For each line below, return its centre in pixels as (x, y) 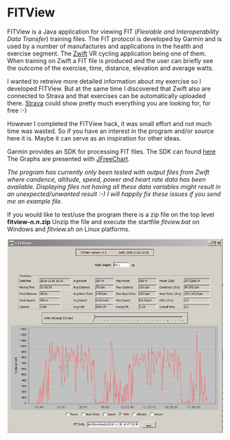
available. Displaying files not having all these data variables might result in (114, 186)
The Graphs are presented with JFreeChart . (68, 158)
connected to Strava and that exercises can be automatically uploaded (107, 96)
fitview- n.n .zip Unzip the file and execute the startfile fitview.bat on (103, 221)
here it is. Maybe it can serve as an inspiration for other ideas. (94, 138)
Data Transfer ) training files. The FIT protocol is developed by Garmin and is (115, 38)
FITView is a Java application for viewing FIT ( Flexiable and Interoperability (113, 32)
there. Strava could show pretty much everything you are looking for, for (109, 103)
